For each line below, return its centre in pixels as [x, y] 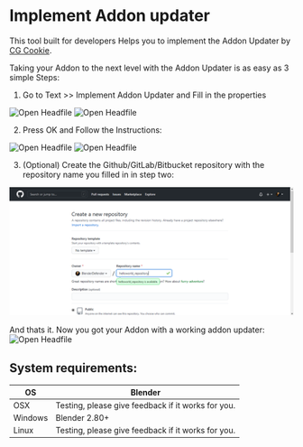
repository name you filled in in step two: [98, 174]
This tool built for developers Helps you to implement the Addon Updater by [150, 41]
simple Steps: [35, 77]
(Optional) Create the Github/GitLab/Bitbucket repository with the [143, 164]
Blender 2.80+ [83, 418]
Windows [31, 418]
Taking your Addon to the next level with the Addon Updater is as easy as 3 [149, 68]
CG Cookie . [31, 50]
